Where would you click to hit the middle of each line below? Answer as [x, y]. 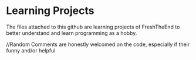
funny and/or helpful [31, 50]
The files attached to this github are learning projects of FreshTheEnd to [93, 27]
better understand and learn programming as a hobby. [72, 33]
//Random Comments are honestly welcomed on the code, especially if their [98, 44]
